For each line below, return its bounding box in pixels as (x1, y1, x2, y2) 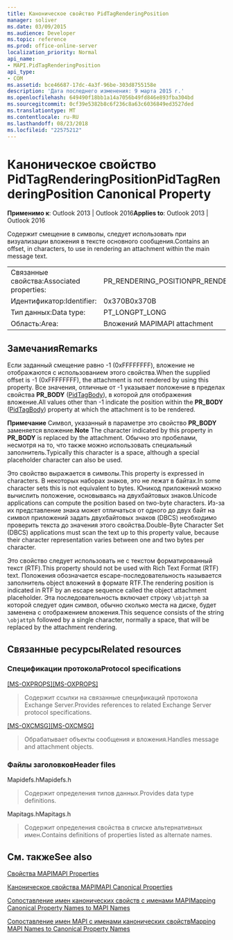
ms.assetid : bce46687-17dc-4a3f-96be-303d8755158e (7, 81, 157, 88)
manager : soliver (7, 17, 58, 24)
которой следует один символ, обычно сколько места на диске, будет (7, 601, 217, 609)
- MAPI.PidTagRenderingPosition (7, 62, 101, 69)
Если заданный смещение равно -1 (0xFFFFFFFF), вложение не (7, 361, 196, 369)
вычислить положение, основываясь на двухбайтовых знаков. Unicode (7, 492, 217, 500)
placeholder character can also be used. (7, 456, 123, 464)
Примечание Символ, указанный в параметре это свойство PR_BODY (7, 419, 217, 428)
